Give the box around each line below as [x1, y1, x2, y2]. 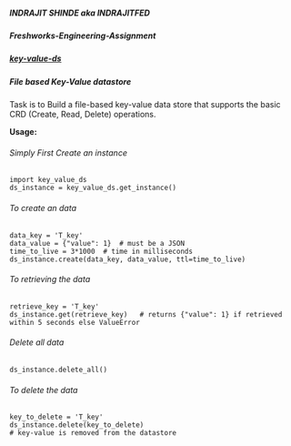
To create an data [9, 202, 77, 213]
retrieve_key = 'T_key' [9, 301, 100, 311]
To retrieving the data [9, 274, 91, 285]
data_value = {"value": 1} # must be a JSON [9, 238, 185, 248]
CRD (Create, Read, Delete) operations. [9, 109, 156, 120]
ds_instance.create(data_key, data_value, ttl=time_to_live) [9, 255, 246, 264]
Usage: [9, 127, 38, 137]
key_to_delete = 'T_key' [9, 412, 104, 422]
